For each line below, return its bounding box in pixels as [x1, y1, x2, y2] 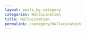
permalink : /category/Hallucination [4, 21, 81, 26]
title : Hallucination [4, 16, 50, 21]
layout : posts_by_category [4, 7, 61, 12]
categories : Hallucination [4, 12, 61, 17]
